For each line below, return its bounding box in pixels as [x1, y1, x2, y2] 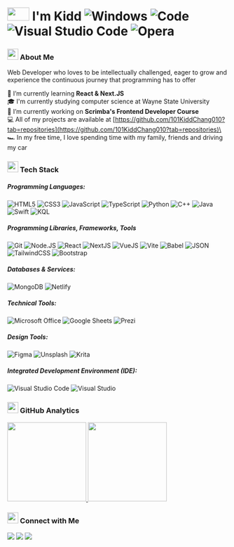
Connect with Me [20, 516, 80, 526]
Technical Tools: [7, 299, 57, 307]
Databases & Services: [7, 264, 76, 273]
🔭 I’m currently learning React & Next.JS [7, 89, 125, 98]
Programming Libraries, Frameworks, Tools [7, 224, 137, 232]
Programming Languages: [7, 183, 85, 191]
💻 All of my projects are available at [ [7, 115, 116, 124]
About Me [20, 53, 55, 63]
